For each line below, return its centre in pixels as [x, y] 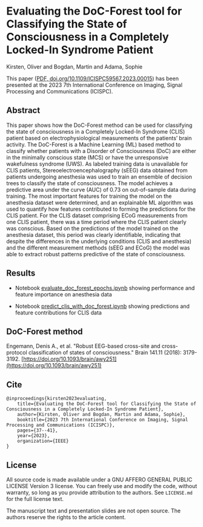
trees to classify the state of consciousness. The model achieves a [89, 183]
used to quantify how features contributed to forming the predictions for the [101, 209]
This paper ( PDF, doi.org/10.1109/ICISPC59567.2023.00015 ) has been [92, 78]
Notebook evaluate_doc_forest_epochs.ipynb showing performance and [105, 288]
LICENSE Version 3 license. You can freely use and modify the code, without [102, 486]
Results [21, 274]
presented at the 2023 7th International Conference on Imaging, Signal [95, 85]
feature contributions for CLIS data [58, 312]
